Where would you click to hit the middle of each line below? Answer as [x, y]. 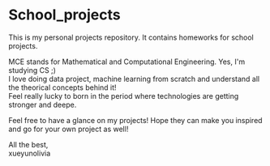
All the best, [28, 144]
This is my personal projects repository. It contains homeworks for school [131, 37]
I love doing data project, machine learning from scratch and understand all [134, 79]
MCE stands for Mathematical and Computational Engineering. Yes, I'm [127, 62]
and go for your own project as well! [69, 129]
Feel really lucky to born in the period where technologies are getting [124, 96]
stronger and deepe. [43, 104]
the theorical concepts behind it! [62, 87]
